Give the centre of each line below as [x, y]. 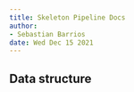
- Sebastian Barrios [48, 34]
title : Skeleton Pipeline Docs [67, 17]
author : [24, 26]
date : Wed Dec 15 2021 [51, 42]
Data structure [50, 78]
